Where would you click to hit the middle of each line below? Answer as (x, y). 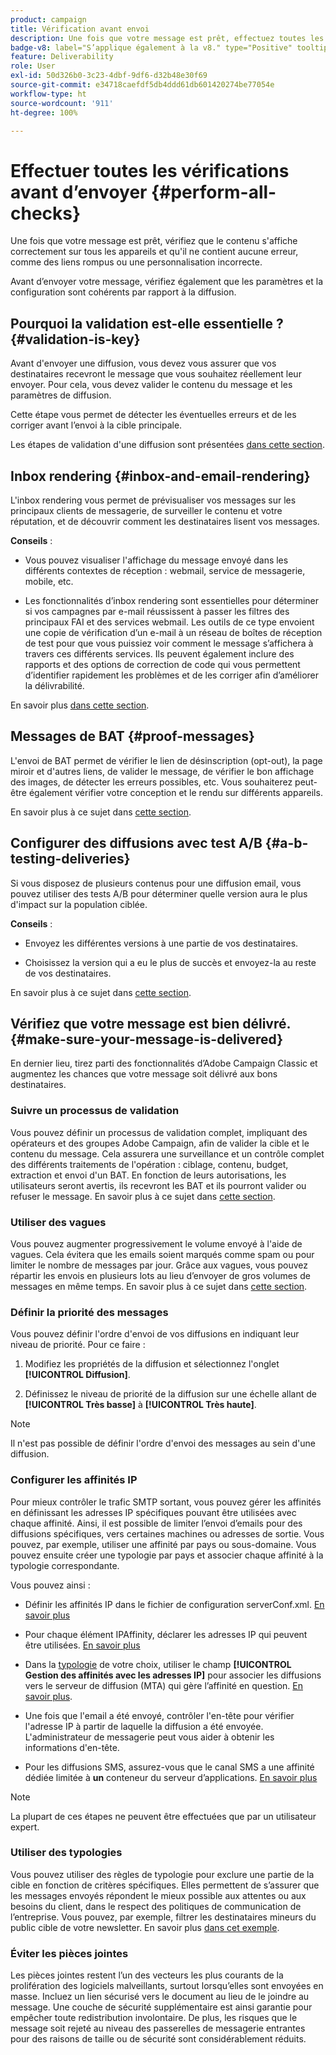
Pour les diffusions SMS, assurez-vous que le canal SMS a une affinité (169, 1767)
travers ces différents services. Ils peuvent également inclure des (159, 653)
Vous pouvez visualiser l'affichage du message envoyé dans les (156, 560)
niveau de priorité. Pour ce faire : (78, 1345)
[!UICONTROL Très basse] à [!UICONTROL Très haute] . (140, 1405)
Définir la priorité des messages (89, 1312)
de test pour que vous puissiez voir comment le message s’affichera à (169, 643)
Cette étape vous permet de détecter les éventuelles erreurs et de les (153, 415)
